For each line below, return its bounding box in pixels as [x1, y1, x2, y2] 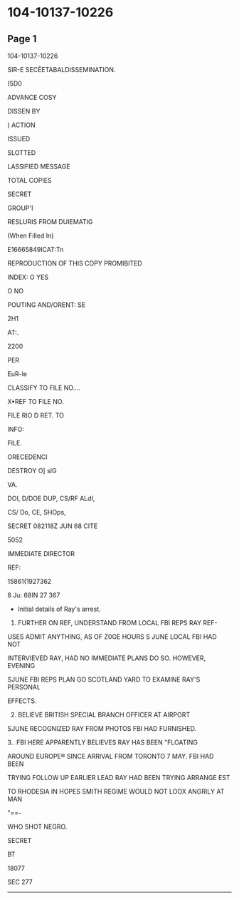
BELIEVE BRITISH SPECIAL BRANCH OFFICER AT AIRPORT [17, 711, 191, 719]
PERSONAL [7, 683, 41, 691]
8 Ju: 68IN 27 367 [7, 591, 60, 600]
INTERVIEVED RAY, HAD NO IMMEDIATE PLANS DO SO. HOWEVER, [7, 654, 206, 662]
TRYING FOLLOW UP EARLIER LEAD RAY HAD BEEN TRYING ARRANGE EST [7, 774, 230, 782]
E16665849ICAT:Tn [7, 246, 64, 253]
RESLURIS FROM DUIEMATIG [7, 218, 94, 226]
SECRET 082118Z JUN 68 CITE [7, 522, 98, 530]
